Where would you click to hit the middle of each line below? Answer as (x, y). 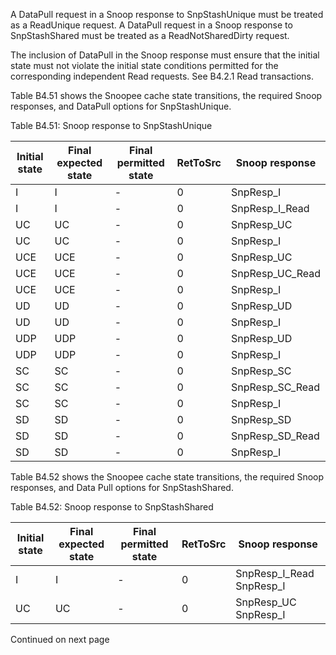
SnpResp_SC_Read (275, 387)
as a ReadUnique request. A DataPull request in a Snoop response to (151, 25)
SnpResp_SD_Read (275, 436)
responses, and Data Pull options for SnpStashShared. (122, 487)
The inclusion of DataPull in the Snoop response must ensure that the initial (165, 55)
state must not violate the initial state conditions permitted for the (144, 65)
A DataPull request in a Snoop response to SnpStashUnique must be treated (167, 14)
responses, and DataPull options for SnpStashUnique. (121, 106)
